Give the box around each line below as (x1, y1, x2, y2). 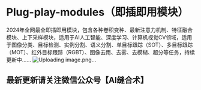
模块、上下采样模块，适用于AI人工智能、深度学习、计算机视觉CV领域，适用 (6, 33, 193, 41)
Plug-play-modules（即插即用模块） (6, 5, 189, 19)
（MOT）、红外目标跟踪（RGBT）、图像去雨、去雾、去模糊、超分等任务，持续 (6, 48, 195, 55)
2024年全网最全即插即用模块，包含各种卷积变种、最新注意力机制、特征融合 (6, 26, 193, 33)
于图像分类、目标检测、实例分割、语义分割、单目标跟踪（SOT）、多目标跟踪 (6, 41, 193, 48)
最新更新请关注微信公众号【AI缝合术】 (6, 75, 149, 85)
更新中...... (6, 56, 32, 63)
